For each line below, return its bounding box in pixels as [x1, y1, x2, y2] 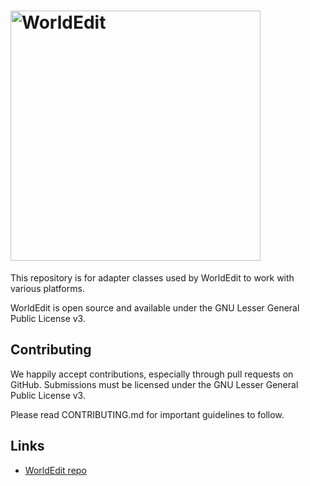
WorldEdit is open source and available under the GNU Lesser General [10, 301, 300, 314]
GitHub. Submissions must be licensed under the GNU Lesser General [10, 378, 299, 390]
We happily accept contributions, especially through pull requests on [10, 368, 294, 380]
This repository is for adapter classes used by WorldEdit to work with [10, 271, 295, 284]
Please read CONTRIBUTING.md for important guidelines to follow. [10, 408, 285, 420]
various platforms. [10, 282, 85, 294]
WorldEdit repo [24, 464, 87, 476]
